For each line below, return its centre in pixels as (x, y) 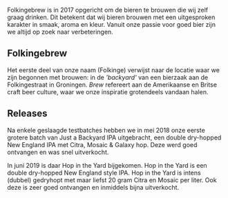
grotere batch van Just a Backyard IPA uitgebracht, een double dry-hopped (114, 137)
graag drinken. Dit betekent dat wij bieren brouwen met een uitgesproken (111, 17)
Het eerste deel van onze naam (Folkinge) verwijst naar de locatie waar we (113, 70)
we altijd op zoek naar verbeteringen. (60, 32)
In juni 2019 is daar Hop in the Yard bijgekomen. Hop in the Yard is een (107, 165)
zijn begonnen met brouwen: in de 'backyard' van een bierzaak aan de (108, 77)
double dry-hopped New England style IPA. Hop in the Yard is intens (104, 173)
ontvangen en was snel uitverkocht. (58, 152)
